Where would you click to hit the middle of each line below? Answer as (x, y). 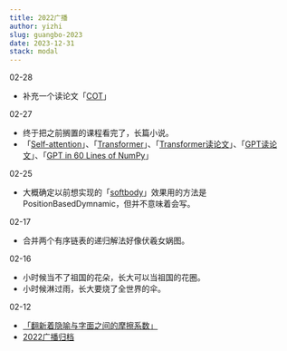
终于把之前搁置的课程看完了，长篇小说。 (98, 133)
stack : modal (34, 52)
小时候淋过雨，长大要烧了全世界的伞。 (94, 289)
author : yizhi (36, 26)
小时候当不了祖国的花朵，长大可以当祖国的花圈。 (114, 278)
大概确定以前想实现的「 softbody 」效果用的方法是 (115, 192)
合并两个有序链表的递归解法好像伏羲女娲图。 (106, 240)
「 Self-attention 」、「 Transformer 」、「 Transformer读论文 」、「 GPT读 (146, 144)
